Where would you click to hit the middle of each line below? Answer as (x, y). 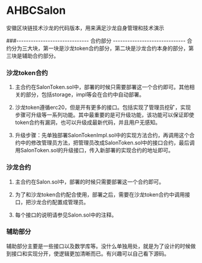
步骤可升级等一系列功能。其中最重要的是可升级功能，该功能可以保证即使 (104, 115)
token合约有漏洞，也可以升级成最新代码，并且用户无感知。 (88, 122)
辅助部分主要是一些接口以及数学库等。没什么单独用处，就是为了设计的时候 (98, 246)
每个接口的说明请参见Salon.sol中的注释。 (66, 215)
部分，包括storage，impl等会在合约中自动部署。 (85, 94)
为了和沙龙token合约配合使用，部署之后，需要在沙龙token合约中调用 (100, 194)
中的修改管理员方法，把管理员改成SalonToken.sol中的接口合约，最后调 (108, 143)
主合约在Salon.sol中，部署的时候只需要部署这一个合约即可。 (89, 182)
